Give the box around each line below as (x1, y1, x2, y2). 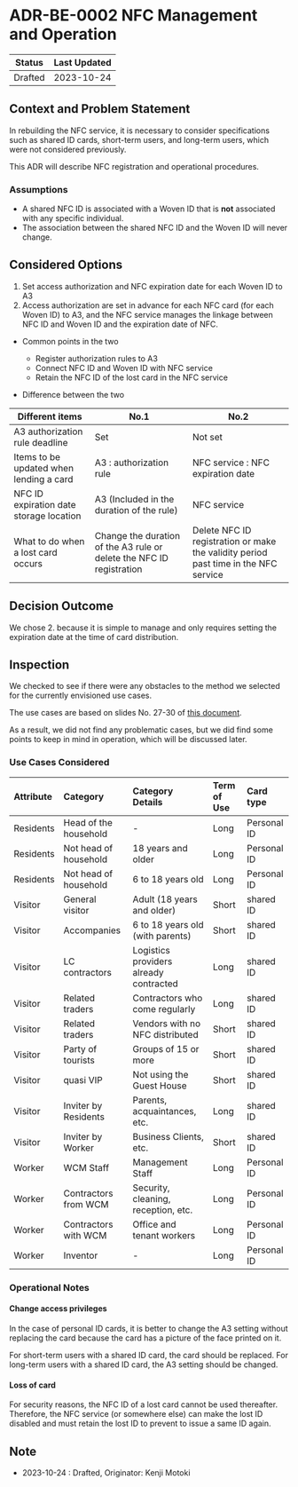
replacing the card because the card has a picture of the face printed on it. (9, 1333, 282, 1343)
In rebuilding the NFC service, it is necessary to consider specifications (9, 125, 271, 136)
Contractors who (132, 992, 203, 1004)
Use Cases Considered (9, 756, 110, 769)
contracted (132, 977, 179, 990)
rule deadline (13, 436, 68, 448)
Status (14, 56, 44, 68)
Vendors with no (132, 1017, 201, 1030)
